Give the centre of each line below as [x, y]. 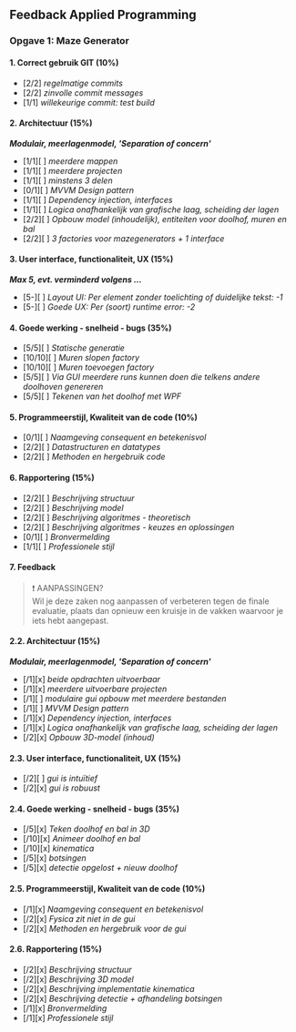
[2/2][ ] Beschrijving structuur [78, 498]
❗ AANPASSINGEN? [67, 588]
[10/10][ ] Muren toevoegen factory [88, 367]
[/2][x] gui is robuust [61, 788]
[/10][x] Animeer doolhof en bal [82, 839]
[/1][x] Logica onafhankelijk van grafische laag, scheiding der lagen [150, 727]
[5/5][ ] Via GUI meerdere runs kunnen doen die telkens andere [141, 377]
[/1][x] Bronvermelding [65, 1008]
